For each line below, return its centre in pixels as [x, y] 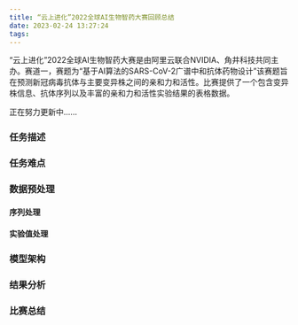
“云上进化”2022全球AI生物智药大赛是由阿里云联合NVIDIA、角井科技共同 [140, 60]
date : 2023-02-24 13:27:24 [59, 26]
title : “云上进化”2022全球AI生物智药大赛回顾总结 [92, 17]
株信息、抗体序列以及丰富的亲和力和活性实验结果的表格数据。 [122, 93]
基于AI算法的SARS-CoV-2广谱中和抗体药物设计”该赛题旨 [185, 71]
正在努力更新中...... [43, 112]
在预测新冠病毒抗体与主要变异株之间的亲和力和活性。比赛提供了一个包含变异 [149, 82]
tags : [19, 34]
